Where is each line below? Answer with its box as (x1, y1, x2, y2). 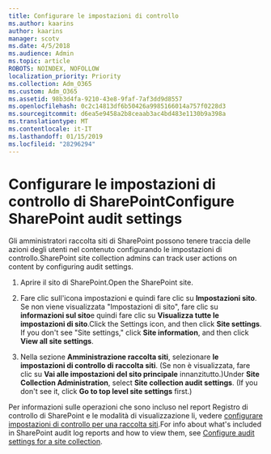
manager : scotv (8, 34, 60, 43)
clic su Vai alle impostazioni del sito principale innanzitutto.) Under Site (19, 370, 260, 379)
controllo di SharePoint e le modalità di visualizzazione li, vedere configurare (8, 411, 263, 421)
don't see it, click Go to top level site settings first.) (19, 387, 193, 396)
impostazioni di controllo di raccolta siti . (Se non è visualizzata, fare (19, 361, 251, 370)
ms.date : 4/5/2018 (8, 42, 70, 50)
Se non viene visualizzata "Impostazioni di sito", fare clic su (19, 302, 218, 312)
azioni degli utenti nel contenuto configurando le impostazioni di (8, 245, 222, 255)
